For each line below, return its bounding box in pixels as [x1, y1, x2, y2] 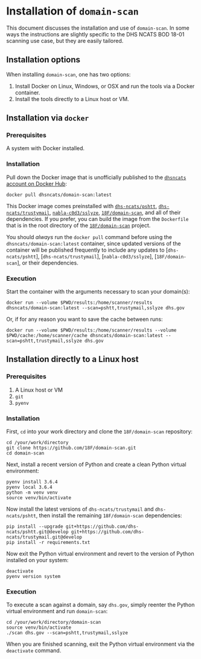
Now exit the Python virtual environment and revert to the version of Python [6, 550, 194, 557]
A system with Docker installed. [6, 145, 85, 152]
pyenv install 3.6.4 [6, 479, 59, 485]
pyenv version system [6, 574, 61, 580]
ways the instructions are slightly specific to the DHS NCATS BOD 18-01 [6, 30, 185, 38]
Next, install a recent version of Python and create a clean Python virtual [6, 461, 187, 468]
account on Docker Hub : [6, 180, 68, 187]
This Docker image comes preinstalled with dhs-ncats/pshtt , [6, 202, 158, 209]
